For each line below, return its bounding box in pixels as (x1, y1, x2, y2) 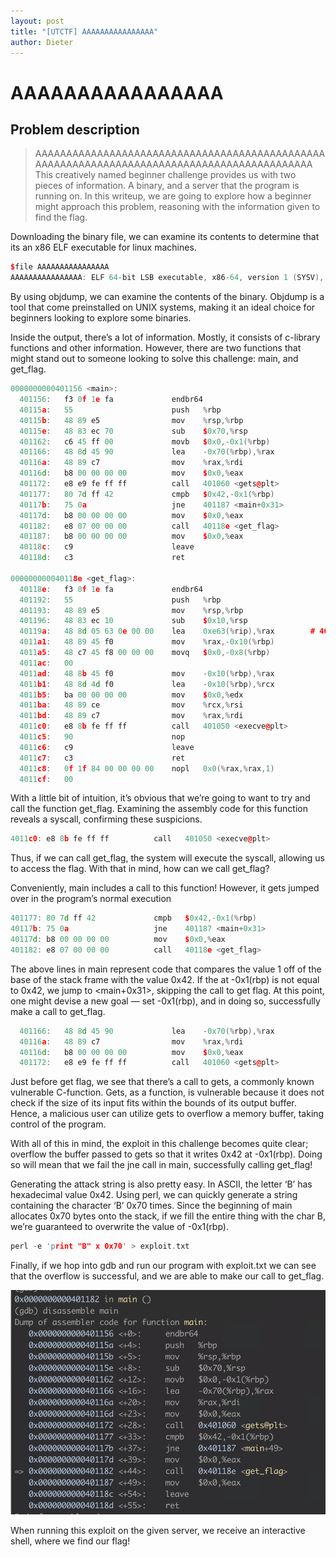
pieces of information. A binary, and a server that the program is (34, 180, 300, 192)
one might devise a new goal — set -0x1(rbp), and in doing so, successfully (10, 995, 321, 1007)
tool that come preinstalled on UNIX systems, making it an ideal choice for (10, 301, 316, 314)
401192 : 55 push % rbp (19, 595, 222, 605)
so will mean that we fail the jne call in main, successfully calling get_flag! (10, 1159, 313, 1171)
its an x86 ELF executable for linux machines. (10, 241, 197, 254)
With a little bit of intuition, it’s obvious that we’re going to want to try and (10, 792, 311, 804)
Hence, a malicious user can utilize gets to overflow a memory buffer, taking (10, 1108, 325, 1120)
